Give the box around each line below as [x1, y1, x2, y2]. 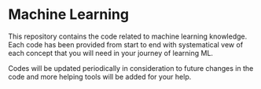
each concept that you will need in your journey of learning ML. [8, 48, 214, 57]
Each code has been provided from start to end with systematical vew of [8, 39, 244, 49]
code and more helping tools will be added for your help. [8, 72, 192, 81]
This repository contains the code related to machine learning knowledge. [8, 32, 248, 41]
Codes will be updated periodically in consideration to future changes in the [8, 63, 254, 72]
